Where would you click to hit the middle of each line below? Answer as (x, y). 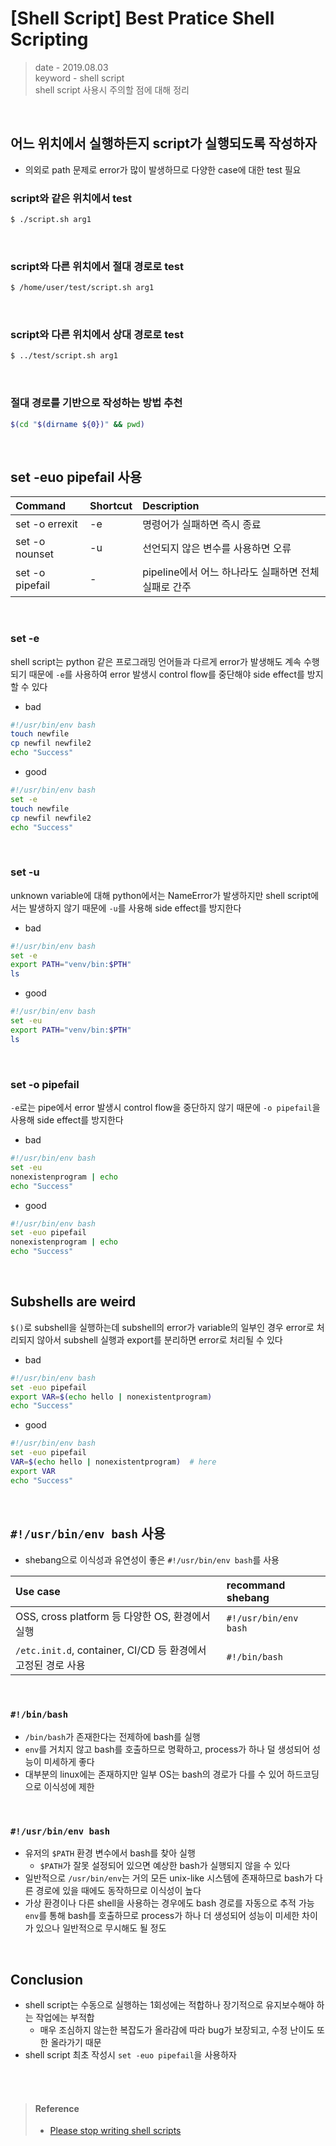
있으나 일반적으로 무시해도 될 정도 (101, 1928)
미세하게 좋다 (69, 1761)
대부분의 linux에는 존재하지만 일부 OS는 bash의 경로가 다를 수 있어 (154, 1774)
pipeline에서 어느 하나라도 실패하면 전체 (231, 572)
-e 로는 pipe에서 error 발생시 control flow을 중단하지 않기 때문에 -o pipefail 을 (165, 1108)
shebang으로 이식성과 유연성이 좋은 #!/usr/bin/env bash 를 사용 (152, 1559)
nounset (34, 554)
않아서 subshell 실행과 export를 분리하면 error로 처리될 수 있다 (159, 1339)
